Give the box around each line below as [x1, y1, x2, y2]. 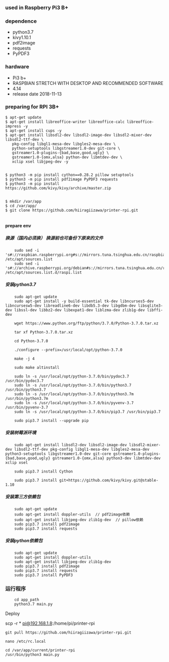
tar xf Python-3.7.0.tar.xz [14, 330, 73, 335]
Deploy [5, 610, 20, 617]
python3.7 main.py [14, 601, 53, 606]
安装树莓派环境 [5, 429, 36, 436]
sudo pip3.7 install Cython [14, 469, 73, 474]
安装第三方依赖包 [5, 493, 41, 499]
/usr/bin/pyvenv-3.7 [5, 405, 49, 410]
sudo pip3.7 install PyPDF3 [14, 573, 73, 578]
